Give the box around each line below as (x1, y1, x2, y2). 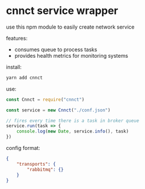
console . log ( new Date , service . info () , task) (16, 128, 129, 135)
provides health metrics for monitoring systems (14, 52, 128, 59)
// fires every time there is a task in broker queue (6, 118, 140, 124)
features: (6, 34, 28, 41)
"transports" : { (16, 161, 56, 167)
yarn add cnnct (6, 75, 43, 80)
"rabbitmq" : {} (27, 166, 64, 173)
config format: (6, 145, 41, 152)
